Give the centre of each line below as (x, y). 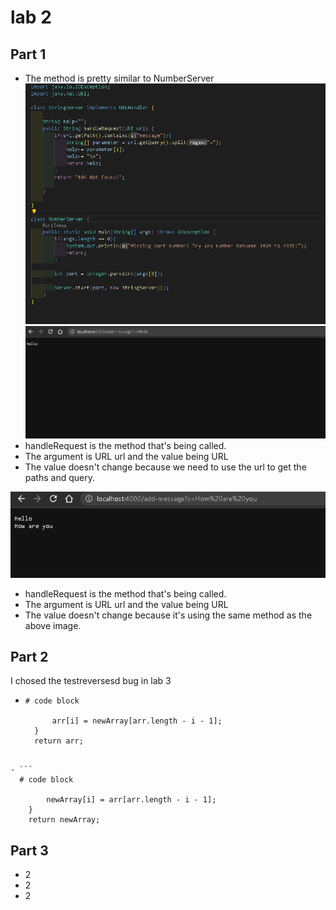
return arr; (59, 741)
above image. (53, 625)
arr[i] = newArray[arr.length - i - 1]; (137, 721)
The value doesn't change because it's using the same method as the (168, 615)
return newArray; (64, 820)
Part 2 (29, 656)
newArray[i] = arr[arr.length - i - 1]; (131, 800)
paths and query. (59, 477)
